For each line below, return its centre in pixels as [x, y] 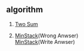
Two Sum [27, 24]
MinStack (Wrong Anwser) [46, 36]
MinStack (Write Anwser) [45, 42]
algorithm [25, 10]
